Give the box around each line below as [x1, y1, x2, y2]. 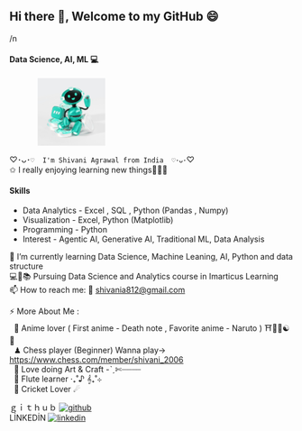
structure [9, 261, 43, 271]
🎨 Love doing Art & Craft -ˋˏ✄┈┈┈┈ [13, 364, 142, 375]
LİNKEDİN [9, 412, 47, 424]
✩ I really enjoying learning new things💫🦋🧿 [9, 164, 169, 176]
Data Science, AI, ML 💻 [9, 54, 99, 65]
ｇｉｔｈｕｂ [9, 402, 57, 413]
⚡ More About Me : [9, 306, 79, 316]
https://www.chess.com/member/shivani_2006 [9, 354, 184, 365]
